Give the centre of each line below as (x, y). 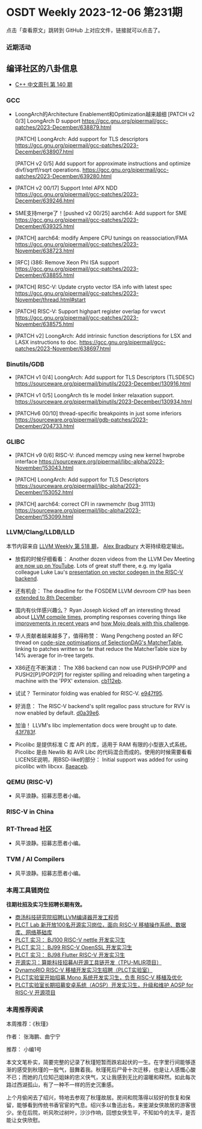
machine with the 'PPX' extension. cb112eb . (69, 680)
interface (26, 461)
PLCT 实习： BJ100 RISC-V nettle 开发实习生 (70, 939)
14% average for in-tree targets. (54, 655)
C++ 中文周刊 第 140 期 (44, 84)
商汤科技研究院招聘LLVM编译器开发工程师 (67, 917)
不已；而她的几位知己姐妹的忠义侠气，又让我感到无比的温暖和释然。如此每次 (101, 1077)
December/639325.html (44, 226)
